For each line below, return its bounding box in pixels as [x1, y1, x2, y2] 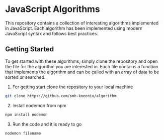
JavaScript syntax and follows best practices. [5, 30, 98, 36]
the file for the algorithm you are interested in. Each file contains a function [5, 63, 159, 69]
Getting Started [5, 45, 54, 53]
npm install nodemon [5, 112, 48, 117]
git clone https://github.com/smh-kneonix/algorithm [5, 93, 117, 98]
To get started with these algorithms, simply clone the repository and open [5, 58, 158, 64]
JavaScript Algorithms [5, 3, 100, 15]
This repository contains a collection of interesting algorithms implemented [5, 20, 159, 26]
